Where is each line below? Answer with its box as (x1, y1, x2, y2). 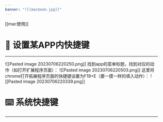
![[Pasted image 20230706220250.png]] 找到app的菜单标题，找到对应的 (5, 61, 150, 67)
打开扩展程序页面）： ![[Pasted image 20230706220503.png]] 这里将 (17, 67, 155, 73)
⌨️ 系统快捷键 (5, 97, 59, 108)
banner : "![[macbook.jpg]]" (5, 7, 62, 12)
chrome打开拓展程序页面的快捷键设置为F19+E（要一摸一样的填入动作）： (5, 73, 149, 79)
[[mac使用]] (5, 21, 29, 27)
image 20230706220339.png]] (23, 78, 85, 84)
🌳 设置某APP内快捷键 (5, 40, 90, 51)
